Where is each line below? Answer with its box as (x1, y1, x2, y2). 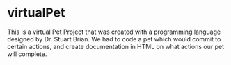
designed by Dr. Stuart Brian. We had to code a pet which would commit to (7, 35, 221, 43)
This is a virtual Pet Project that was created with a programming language (7, 28, 221, 36)
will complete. (7, 50, 47, 58)
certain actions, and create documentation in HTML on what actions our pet (7, 42, 225, 50)
